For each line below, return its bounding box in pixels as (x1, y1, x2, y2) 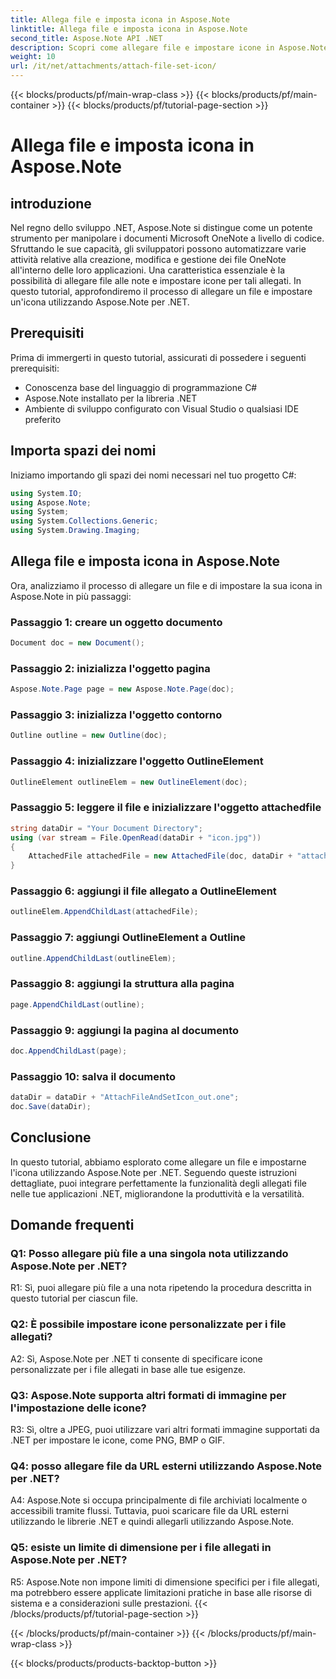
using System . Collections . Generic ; (10, 516, 159, 526)
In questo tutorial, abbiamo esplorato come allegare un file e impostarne (10, 1156, 307, 1168)
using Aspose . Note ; (10, 497, 92, 508)
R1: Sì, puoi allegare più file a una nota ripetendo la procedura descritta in (10, 1282, 312, 1294)
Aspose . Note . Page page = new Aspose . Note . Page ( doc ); (10, 684, 235, 695)
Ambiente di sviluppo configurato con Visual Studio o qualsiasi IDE (24, 402, 300, 415)
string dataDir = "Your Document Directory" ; (10, 823, 203, 833)
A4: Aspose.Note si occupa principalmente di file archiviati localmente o (10, 1494, 308, 1506)
